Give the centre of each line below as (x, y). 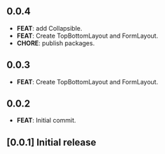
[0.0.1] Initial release (51, 142)
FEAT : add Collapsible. (49, 28)
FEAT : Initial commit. (46, 121)
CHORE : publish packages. (56, 43)
